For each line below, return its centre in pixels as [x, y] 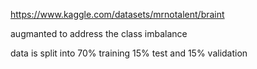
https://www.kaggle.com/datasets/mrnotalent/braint [117, 14]
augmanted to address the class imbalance [99, 33]
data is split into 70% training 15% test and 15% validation [129, 53]
